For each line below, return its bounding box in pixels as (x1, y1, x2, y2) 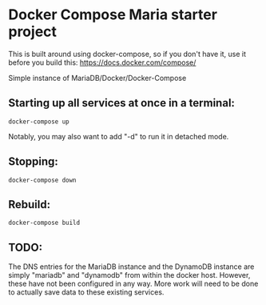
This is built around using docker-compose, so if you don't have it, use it (8, 49, 246, 58)
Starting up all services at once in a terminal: (8, 96, 236, 110)
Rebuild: (8, 198, 50, 211)
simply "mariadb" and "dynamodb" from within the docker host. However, (8, 271, 251, 280)
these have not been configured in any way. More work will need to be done (8, 279, 259, 289)
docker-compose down (8, 176, 77, 184)
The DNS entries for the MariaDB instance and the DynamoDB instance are (8, 262, 255, 271)
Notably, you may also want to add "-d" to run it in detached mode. (8, 131, 229, 141)
